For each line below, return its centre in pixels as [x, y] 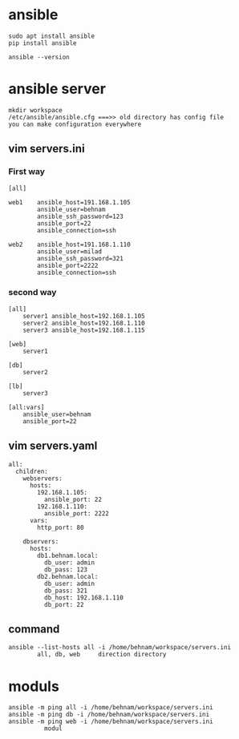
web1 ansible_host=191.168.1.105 [69, 202]
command [34, 630]
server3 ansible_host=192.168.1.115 [84, 330]
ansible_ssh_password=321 [81, 258]
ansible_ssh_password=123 [81, 216]
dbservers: [41, 541]
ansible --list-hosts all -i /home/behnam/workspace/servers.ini [119, 648]
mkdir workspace [35, 110]
